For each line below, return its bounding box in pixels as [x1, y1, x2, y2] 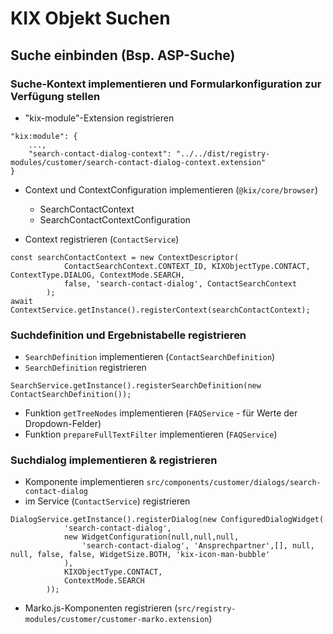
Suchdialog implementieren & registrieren [10, 453, 218, 467]
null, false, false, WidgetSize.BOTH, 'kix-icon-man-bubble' [10, 550, 271, 560]
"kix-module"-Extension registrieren [24, 112, 175, 124]
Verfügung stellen [10, 89, 101, 103]
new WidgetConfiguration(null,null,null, [63, 532, 240, 542]
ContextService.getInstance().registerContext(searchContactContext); [10, 305, 311, 315]
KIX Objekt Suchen [10, 7, 171, 30]
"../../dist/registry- [175, 148, 271, 159]
